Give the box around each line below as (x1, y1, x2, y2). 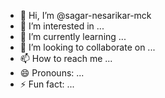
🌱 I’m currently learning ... (19, 31, 127, 42)
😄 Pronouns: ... (19, 67, 85, 79)
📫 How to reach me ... (19, 53, 113, 64)
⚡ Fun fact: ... (19, 78, 75, 90)
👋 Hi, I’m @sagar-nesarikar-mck (19, 10, 152, 21)
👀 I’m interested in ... (19, 20, 105, 32)
